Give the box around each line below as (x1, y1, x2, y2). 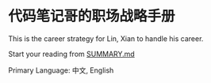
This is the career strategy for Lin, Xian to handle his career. (8, 33, 204, 43)
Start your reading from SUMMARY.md (8, 49, 135, 58)
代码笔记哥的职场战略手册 (8, 7, 176, 25)
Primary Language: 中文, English (8, 65, 114, 75)
